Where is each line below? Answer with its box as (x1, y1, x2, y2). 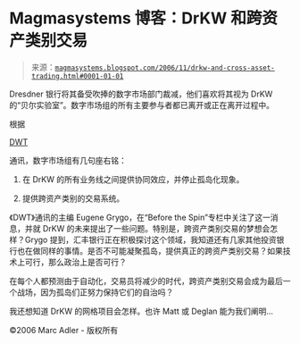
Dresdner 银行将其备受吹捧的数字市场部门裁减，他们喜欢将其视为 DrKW (9, 88, 273, 99)
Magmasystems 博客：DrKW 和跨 (9, 8, 262, 29)
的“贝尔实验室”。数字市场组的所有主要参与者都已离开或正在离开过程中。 (9, 99, 275, 110)
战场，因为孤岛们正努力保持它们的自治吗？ (16, 287, 174, 298)
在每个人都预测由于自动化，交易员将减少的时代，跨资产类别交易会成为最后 (9, 275, 283, 286)
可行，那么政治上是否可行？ (24, 256, 127, 267)
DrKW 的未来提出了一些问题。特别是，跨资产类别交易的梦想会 (42, 222, 271, 233)
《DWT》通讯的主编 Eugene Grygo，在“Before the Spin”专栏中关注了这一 (9, 212, 271, 222)
